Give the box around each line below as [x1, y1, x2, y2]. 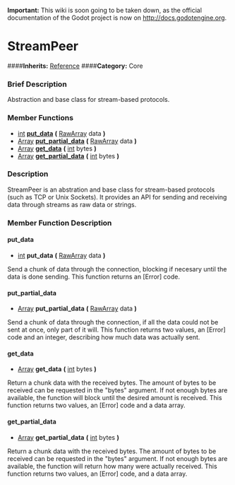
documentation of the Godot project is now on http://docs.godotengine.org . [7, 13, 227, 22]
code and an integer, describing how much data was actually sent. [7, 333, 200, 341]
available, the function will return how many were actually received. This [7, 462, 217, 470]
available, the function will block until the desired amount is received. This [7, 394, 222, 402]
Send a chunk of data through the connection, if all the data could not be [7, 318, 219, 327]
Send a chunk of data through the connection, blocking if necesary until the [7, 264, 227, 273]
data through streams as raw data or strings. [7, 200, 137, 209]
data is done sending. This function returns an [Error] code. [7, 272, 181, 281]
